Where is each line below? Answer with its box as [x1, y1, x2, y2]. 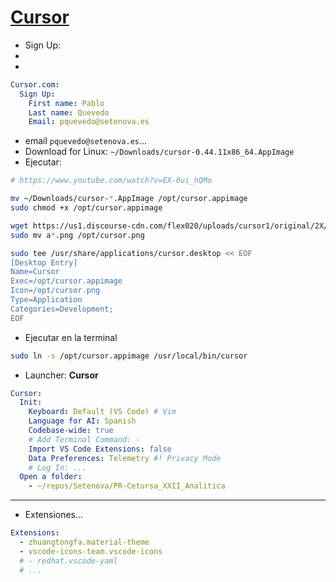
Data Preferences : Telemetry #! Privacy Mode [28, 453, 222, 463]
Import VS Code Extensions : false [28, 444, 172, 454]
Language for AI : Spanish [28, 416, 137, 426]
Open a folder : [19, 472, 83, 482]
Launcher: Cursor [24, 369, 99, 381]
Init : [19, 397, 43, 408]
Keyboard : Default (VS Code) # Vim [28, 407, 177, 417]
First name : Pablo [28, 98, 105, 108]
